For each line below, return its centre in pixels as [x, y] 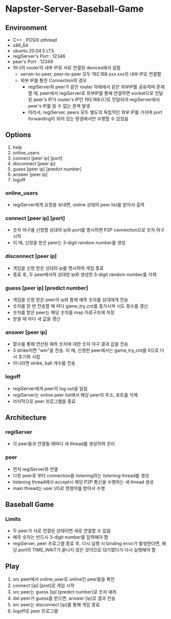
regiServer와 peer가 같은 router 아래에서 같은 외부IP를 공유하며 [92, 87]
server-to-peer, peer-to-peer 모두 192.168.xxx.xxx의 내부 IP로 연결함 [91, 74]
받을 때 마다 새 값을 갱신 [36, 319]
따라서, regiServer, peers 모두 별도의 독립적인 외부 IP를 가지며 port [95, 112]
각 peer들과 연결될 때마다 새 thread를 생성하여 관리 [64, 444]
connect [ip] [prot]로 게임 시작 [44, 586]
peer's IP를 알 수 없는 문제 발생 [59, 106]
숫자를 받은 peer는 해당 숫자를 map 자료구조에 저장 [64, 312]
